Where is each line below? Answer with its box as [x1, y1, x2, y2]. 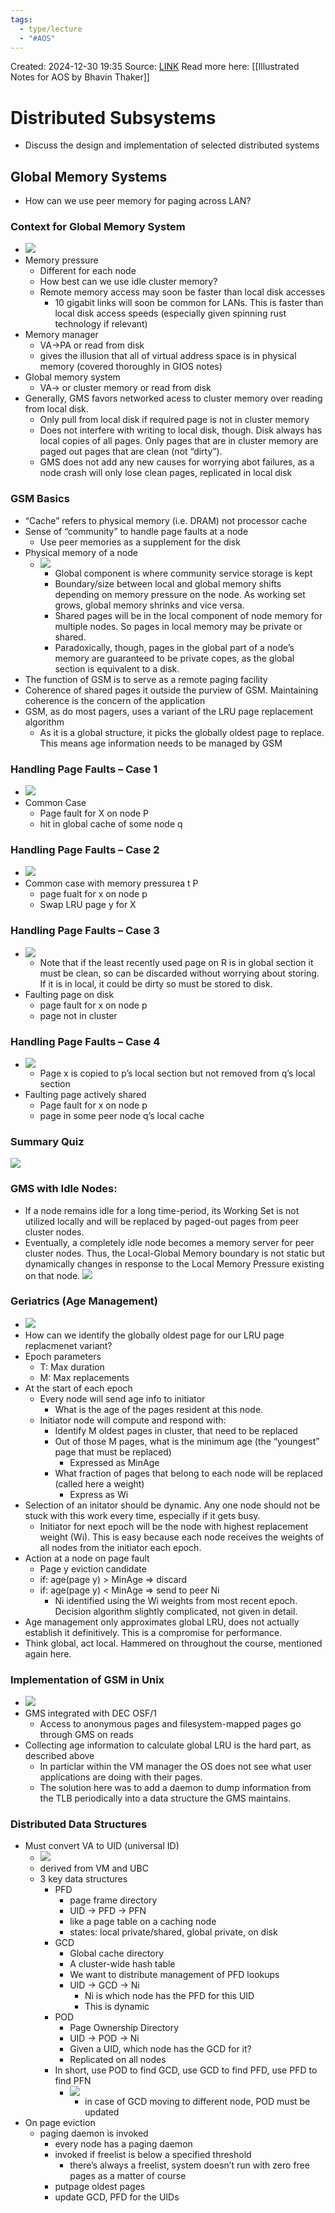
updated [84, 2106, 120, 2118]
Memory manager [24, 329, 99, 341]
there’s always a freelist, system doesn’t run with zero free [69, 2159, 310, 2171]
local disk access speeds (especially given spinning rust [54, 307, 287, 320]
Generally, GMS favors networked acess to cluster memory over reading [24, 392, 323, 405]
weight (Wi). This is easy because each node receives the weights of [39, 1531, 325, 1543]
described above [24, 1750, 95, 1762]
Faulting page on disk [24, 988, 115, 1000]
